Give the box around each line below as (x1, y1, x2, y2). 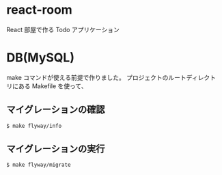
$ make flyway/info (6, 122, 62, 129)
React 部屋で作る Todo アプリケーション (6, 25, 120, 33)
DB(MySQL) (6, 50, 75, 66)
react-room (6, 2, 72, 18)
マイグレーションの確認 (6, 104, 105, 116)
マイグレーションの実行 (6, 143, 105, 154)
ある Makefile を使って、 (18, 81, 87, 90)
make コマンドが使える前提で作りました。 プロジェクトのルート (6, 73, 187, 81)
